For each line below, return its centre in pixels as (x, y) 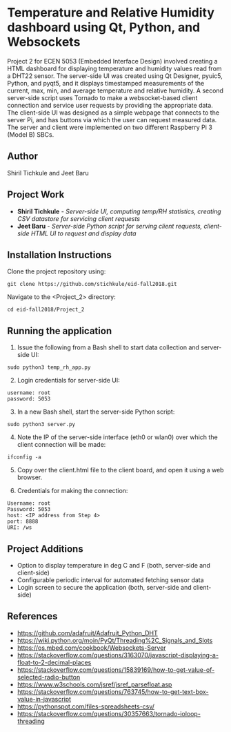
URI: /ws (20, 528)
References (32, 616)
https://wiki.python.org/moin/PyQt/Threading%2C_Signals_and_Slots (115, 640)
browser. (30, 477)
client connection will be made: (61, 445)
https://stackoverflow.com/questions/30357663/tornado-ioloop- (109, 713)
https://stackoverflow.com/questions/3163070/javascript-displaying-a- (118, 655)
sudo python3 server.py (41, 425)
